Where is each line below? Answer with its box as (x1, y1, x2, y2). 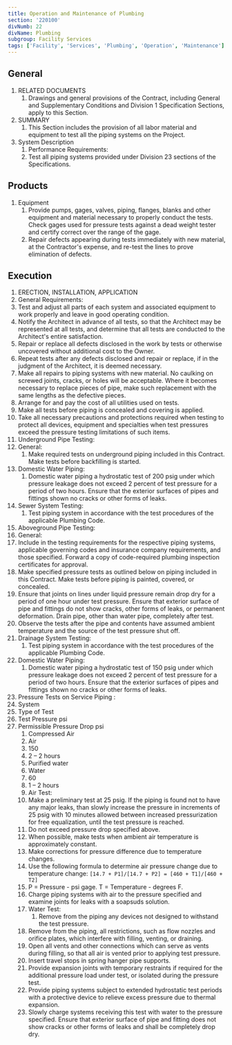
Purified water (28, 759, 69, 767)
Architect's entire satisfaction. (17, 332, 104, 341)
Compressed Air (28, 730, 75, 738)
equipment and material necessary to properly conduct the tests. (28, 213, 213, 222)
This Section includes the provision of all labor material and (28, 123, 197, 132)
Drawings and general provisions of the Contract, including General (28, 93, 220, 102)
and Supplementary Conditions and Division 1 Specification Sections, (28, 101, 225, 109)
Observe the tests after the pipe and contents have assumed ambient (17, 619, 215, 627)
